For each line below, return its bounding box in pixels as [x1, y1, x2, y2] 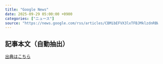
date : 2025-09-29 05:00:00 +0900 [5, 12, 73, 16]
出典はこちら [5, 54, 31, 60]
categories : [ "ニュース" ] [5, 16, 54, 21]
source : [5, 20, 21, 26]
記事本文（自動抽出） [5, 40, 69, 48]
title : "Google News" [5, 7, 49, 12]
